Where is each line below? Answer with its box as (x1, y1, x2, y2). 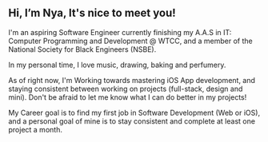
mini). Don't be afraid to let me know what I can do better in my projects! (8, 92, 247, 102)
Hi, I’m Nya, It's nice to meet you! (8, 6, 176, 20)
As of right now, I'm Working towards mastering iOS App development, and (8, 75, 256, 85)
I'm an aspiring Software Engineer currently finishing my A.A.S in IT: (8, 27, 232, 37)
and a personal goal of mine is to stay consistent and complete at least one (8, 116, 256, 126)
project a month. (8, 124, 62, 134)
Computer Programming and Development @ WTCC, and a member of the (8, 36, 254, 45)
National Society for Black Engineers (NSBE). (8, 44, 157, 54)
